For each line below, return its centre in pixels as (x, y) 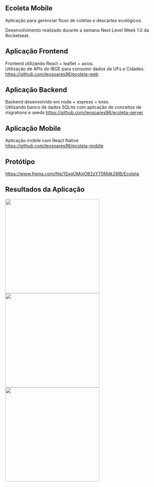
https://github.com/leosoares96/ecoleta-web (52, 74)
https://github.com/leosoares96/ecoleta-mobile (54, 146)
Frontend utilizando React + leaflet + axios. (50, 63)
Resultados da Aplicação (45, 190)
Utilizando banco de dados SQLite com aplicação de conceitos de (73, 107)
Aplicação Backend (36, 90)
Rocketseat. (18, 35)
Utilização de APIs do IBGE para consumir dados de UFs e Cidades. (75, 69)
